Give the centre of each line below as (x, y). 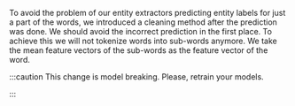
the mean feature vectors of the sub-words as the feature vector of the (139, 50)
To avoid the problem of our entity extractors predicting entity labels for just (147, 13)
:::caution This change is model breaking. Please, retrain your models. (136, 77)
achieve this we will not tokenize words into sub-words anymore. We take (143, 41)
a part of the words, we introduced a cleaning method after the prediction (143, 22)
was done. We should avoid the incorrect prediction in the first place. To (141, 31)
